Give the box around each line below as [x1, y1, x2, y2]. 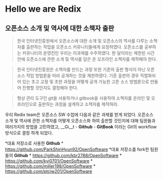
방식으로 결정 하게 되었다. [5, 130, 54, 136]
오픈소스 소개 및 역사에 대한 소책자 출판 [5, 24, 114, 32]
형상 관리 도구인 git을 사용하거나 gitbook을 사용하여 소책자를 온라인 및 [17, 95, 150, 101]
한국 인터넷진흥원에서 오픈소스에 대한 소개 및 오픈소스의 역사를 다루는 [17, 38, 148, 43]
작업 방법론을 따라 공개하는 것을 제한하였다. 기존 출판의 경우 [26, 73, 139, 79]
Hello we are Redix [5, 3, 81, 15]
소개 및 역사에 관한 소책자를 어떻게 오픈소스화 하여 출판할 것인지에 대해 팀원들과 [5, 118, 156, 123]
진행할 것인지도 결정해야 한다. [22, 85, 78, 91]
